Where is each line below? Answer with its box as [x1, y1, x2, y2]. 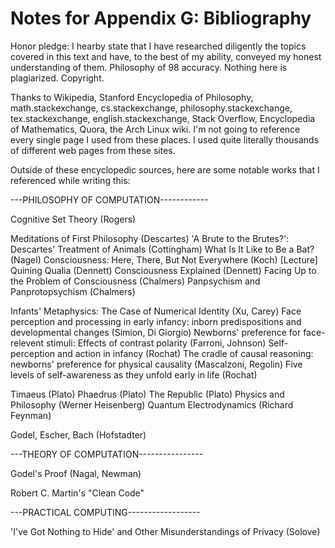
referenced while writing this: [10, 174, 131, 186]
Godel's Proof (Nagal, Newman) [10, 467, 142, 479]
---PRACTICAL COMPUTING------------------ [10, 506, 201, 518]
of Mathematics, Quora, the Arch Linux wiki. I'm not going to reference [10, 123, 301, 135]
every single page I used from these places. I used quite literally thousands [10, 133, 320, 146]
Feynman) [10, 409, 52, 421]
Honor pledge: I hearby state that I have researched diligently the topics [10, 40, 307, 52]
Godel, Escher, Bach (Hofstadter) [10, 428, 147, 441]
